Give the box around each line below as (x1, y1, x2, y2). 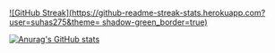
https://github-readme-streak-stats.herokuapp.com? (71, 8, 266, 18)
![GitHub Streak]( (9, 8, 73, 18)
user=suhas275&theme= (9, 17, 100, 27)
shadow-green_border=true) (101, 17, 208, 27)
